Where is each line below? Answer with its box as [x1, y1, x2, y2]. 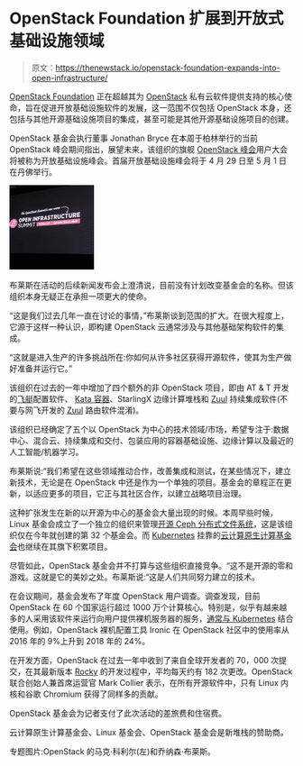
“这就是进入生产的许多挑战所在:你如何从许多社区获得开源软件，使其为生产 [9, 351, 284, 362]
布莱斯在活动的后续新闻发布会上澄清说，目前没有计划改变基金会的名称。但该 [9, 279, 294, 290]
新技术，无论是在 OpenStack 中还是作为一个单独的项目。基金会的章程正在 [9, 477, 284, 488]
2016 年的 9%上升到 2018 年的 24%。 [9, 635, 151, 646]
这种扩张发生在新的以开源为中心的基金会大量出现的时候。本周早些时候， [9, 506, 278, 518]
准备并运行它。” [16, 362, 73, 374]
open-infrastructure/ [31, 72, 108, 83]
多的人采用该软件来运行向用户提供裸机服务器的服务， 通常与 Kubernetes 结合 [9, 613, 294, 624]
